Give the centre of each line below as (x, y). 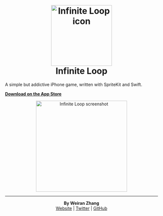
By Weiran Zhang (81, 203)
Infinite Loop (81, 71)
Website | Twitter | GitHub (81, 208)
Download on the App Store (33, 94)
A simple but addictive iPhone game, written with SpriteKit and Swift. (73, 84)
